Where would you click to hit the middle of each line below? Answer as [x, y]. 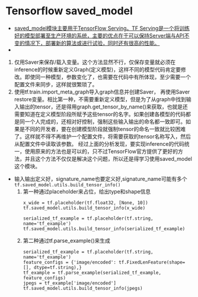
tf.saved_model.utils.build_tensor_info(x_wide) [84, 208]
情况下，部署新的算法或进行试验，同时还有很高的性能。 [92, 43]
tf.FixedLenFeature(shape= [152, 262]
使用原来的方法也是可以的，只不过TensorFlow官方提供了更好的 [101, 151]
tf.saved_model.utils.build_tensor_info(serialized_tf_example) [104, 229]
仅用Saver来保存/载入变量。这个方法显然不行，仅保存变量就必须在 [95, 62]
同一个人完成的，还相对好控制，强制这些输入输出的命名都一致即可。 [103, 121]
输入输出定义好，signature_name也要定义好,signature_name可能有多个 [100, 179]
